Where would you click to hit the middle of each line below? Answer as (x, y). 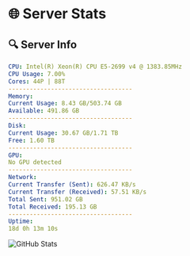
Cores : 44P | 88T (37, 81)
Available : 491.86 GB (44, 111)
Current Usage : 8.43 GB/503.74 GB (65, 104)
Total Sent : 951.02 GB (46, 199)
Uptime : (21, 222)
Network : (23, 178)
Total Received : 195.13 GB (53, 207)
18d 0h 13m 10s (33, 229)
